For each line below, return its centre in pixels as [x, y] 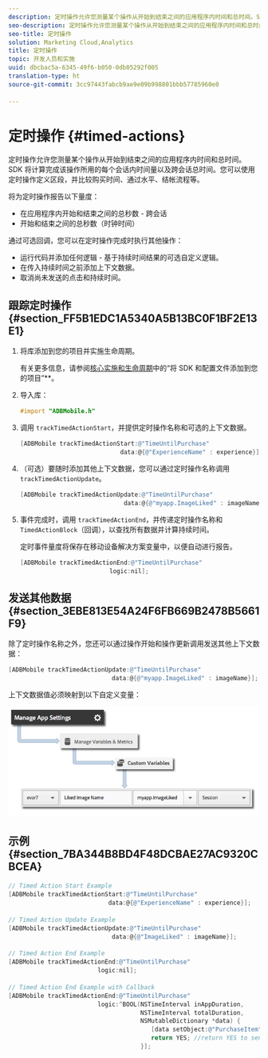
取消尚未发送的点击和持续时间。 [72, 278]
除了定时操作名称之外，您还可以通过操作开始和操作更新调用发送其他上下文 [130, 643]
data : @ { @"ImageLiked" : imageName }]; [174, 936]
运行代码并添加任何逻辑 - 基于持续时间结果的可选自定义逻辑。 [121, 258]
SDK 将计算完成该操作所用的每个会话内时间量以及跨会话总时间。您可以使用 [132, 170]
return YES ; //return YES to [199, 1038]
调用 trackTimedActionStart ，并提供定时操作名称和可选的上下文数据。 [135, 427]
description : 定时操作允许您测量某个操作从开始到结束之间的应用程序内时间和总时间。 [132, 17]
